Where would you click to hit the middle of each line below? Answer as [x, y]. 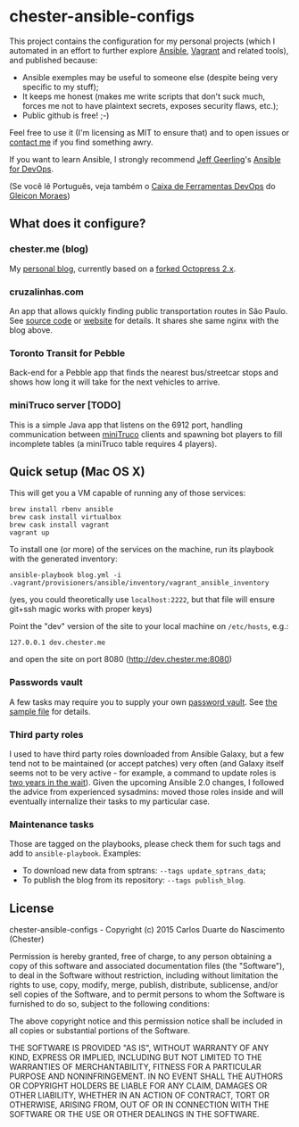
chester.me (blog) [49, 249]
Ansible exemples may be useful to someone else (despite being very [150, 77]
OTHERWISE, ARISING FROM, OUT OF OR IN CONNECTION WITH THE [139, 1105]
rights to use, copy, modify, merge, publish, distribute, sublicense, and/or [144, 985]
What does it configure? [78, 224]
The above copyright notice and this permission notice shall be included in [146, 1021]
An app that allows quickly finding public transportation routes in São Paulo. [149, 311]
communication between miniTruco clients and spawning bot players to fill [146, 434]
